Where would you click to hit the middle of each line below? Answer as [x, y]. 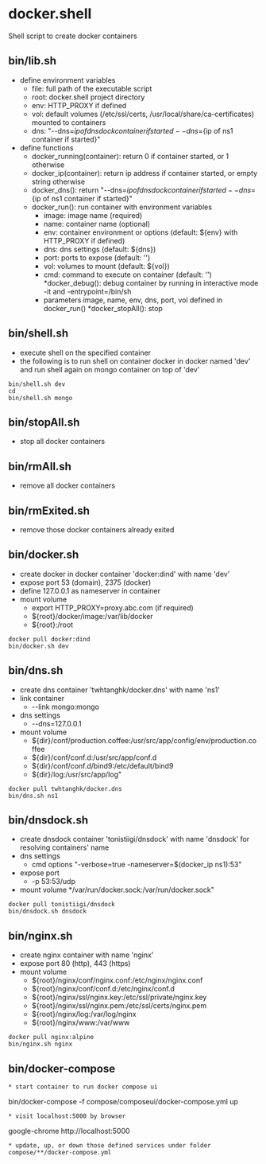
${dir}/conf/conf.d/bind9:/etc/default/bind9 [102, 765]
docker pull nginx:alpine [51, 1037]
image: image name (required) [93, 215]
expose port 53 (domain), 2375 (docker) [85, 582]
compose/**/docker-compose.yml [60, 1153]
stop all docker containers [62, 442]
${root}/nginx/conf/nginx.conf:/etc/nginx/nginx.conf [117, 980]
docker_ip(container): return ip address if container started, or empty [145, 173]
